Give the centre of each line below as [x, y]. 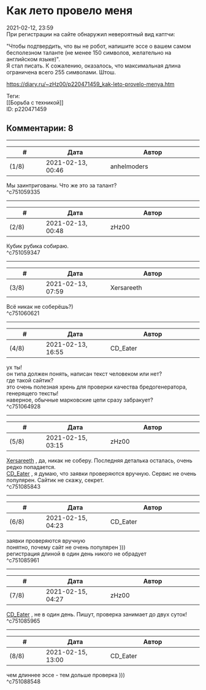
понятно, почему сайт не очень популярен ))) [66, 547]
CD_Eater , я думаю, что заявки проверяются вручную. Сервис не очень [101, 473]
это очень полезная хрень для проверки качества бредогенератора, [97, 387]
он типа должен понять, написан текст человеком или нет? [84, 374]
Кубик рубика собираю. [38, 246]
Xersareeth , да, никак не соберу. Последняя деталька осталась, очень [100, 460]
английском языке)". [33, 59]
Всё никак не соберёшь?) [40, 306]
